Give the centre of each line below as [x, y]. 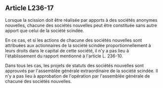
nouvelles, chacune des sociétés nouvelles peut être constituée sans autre [81, 25]
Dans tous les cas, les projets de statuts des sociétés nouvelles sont [75, 65]
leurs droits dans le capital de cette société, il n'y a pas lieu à [67, 50]
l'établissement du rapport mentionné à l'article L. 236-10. [64, 56]
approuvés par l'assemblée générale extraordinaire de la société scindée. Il [81, 71]
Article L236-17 [29, 8]
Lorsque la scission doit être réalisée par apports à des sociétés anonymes [81, 20]
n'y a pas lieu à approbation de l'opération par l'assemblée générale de [78, 76]
